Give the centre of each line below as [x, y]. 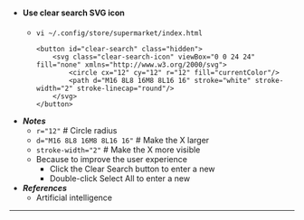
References [45, 188]
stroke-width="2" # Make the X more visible [118, 150]
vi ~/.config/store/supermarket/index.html [119, 33]
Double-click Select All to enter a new [120, 179]
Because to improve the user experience [112, 160]
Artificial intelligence [74, 197]
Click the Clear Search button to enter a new [132, 169]
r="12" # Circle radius [76, 131]
